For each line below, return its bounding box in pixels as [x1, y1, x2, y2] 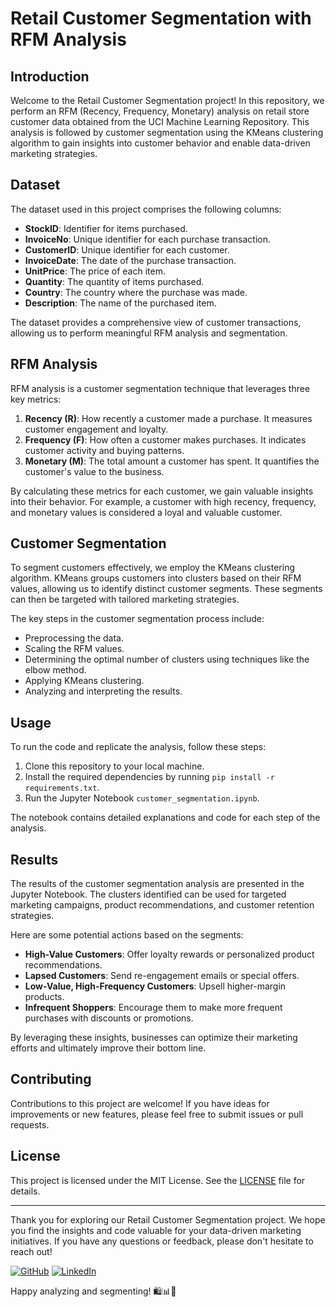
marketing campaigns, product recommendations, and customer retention [10, 899, 315, 911]
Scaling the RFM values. [24, 643, 125, 655]
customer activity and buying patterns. [24, 444, 185, 456]
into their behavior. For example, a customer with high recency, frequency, [10, 495, 317, 507]
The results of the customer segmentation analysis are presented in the [10, 878, 305, 890]
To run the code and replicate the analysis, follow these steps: [10, 741, 267, 753]
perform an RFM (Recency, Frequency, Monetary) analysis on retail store [10, 105, 310, 117]
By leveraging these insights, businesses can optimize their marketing [10, 1032, 298, 1044]
